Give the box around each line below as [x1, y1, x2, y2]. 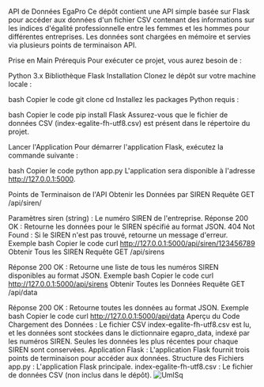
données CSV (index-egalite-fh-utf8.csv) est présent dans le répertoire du [8, 119, 251, 127]
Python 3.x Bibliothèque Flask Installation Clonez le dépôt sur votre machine [8, 71, 256, 80]
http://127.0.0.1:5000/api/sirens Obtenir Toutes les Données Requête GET [8, 279, 245, 288]
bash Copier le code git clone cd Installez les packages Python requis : [8, 95, 239, 104]
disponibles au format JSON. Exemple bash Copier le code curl [8, 271, 214, 280]
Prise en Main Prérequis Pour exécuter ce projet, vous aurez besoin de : [8, 55, 243, 65]
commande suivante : [8, 150, 79, 160]
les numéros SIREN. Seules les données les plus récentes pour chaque [8, 336, 239, 346]
